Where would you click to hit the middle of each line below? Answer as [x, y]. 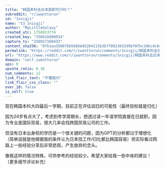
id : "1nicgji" [20, 19]
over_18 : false [21, 87]
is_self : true [20, 92]
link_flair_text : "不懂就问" [33, 78]
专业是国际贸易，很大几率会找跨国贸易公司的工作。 [61, 122]
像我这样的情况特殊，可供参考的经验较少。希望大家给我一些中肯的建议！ [78, 156]
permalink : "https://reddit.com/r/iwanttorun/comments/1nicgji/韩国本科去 [82, 50]
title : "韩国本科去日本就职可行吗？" [39, 10]
